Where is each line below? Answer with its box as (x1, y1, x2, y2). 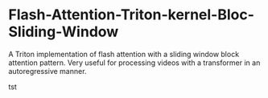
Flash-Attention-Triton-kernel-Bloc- (8, 6, 255, 24)
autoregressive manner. (8, 66, 87, 76)
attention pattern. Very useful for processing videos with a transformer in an (8, 58, 261, 67)
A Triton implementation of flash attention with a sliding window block (8, 49, 240, 59)
